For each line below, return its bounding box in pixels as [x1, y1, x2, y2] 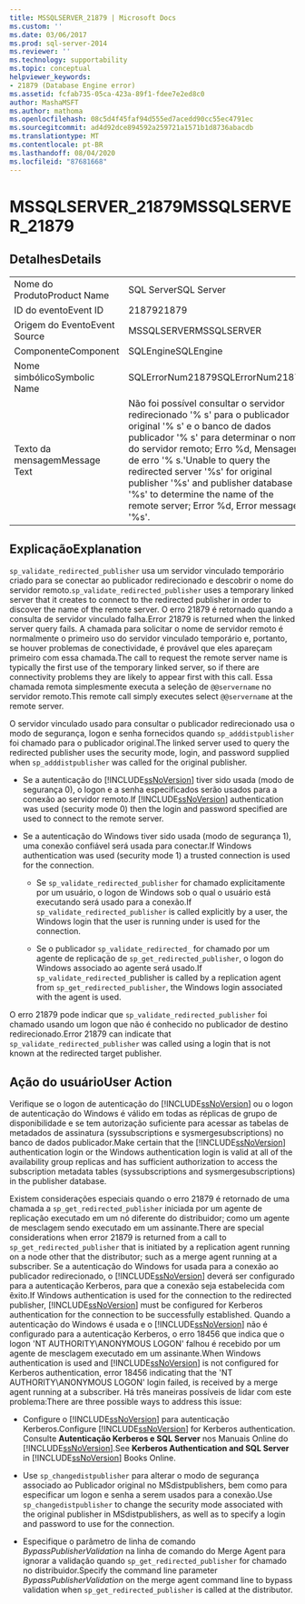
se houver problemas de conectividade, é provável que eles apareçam [9, 643, 273, 654]
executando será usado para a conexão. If [35, 897, 192, 907]
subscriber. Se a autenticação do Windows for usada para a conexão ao [9, 1261, 279, 1272]
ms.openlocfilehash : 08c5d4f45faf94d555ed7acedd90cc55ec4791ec [9, 115, 254, 124]
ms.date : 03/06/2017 [9, 30, 88, 39]
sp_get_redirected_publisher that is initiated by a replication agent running [9, 1242, 290, 1253]
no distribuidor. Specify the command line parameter [22, 1565, 218, 1576]
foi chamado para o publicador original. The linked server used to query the [9, 737, 290, 748]
